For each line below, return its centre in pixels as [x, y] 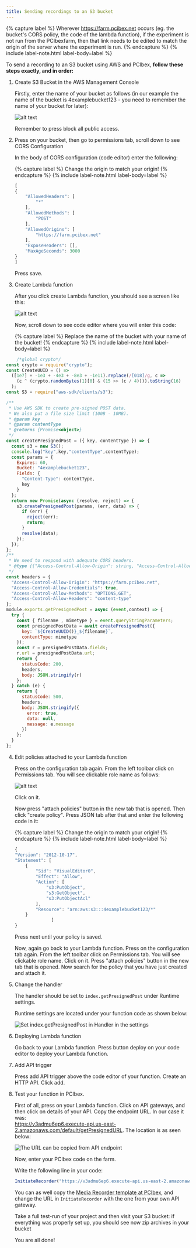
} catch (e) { [28, 686]
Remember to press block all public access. [67, 128]
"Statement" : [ [33, 860]
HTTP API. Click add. [40, 1082]
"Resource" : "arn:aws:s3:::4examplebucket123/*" [96, 909]
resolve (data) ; [40, 533]
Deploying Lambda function [48, 1036]
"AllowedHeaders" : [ [50, 197]
